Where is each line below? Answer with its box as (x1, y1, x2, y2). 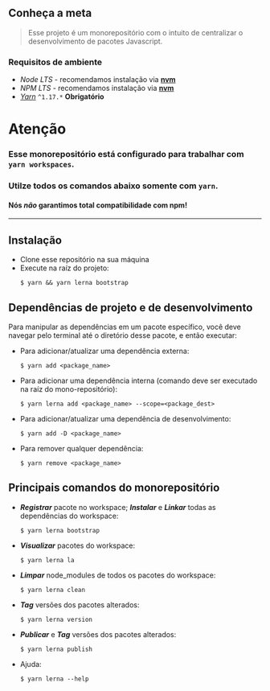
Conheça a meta (8, 6, 92, 20)
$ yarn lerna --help (19, 675, 89, 683)
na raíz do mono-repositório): (19, 384, 118, 393)
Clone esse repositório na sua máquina (19, 255, 150, 265)
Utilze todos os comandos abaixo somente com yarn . (8, 180, 219, 191)
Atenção (8, 120, 67, 138)
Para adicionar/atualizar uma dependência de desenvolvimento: (19, 413, 231, 423)
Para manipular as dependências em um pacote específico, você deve (8, 322, 241, 331)
